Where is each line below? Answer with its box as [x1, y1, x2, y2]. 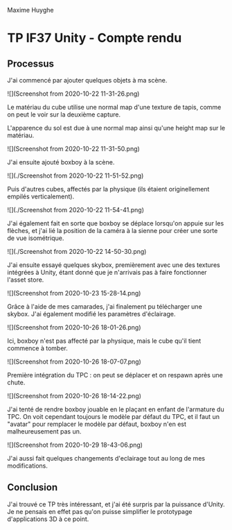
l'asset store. [7, 275, 44, 284]
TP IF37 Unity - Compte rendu [7, 31, 182, 46]
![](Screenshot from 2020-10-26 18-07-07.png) [7, 357, 142, 366]
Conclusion [7, 481, 58, 493]
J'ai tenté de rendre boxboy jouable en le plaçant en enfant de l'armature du [7, 405, 224, 413]
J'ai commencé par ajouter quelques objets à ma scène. [7, 76, 168, 84]
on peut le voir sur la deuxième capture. [7, 110, 121, 119]
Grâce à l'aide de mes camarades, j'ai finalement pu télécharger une [7, 302, 202, 311]
